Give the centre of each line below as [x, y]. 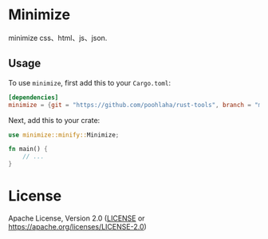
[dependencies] [33, 98]
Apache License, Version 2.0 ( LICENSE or [77, 218]
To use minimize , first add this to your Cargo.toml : [90, 82]
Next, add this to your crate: [54, 120]
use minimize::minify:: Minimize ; [64, 135]
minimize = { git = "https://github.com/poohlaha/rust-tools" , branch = [130, 105]
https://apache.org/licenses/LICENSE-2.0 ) [78, 226]
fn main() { [28, 149]
